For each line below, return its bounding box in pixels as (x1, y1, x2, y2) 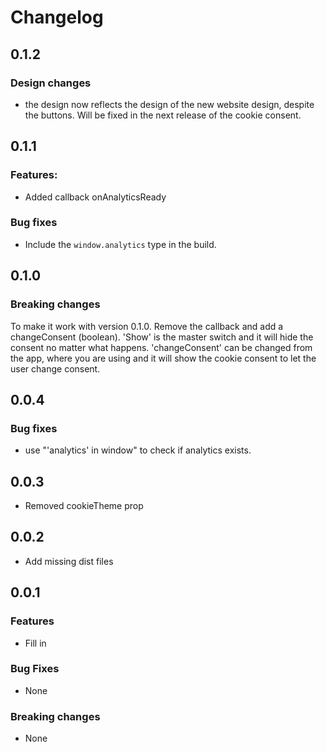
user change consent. (10, 362, 101, 375)
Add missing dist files (24, 555, 114, 567)
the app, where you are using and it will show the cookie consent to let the (10, 352, 317, 364)
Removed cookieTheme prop (24, 500, 144, 512)
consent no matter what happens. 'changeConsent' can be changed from (10, 341, 313, 353)
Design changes (10, 76, 92, 90)
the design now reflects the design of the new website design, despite (24, 98, 315, 110)
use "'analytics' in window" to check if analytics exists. (24, 444, 252, 456)
